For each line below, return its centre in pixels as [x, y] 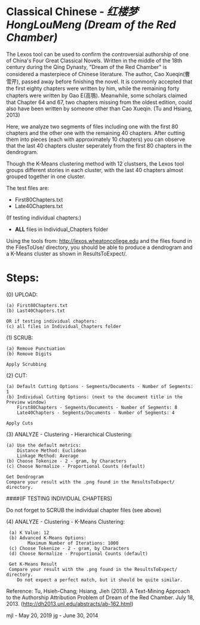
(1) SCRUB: [20, 337]
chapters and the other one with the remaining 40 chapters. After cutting [96, 133]
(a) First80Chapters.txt [37, 305]
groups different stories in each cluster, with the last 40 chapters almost [95, 170]
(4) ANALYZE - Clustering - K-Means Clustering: [66, 521]
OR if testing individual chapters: [52, 321]
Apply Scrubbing [26, 364]
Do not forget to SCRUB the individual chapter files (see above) [84, 510]
